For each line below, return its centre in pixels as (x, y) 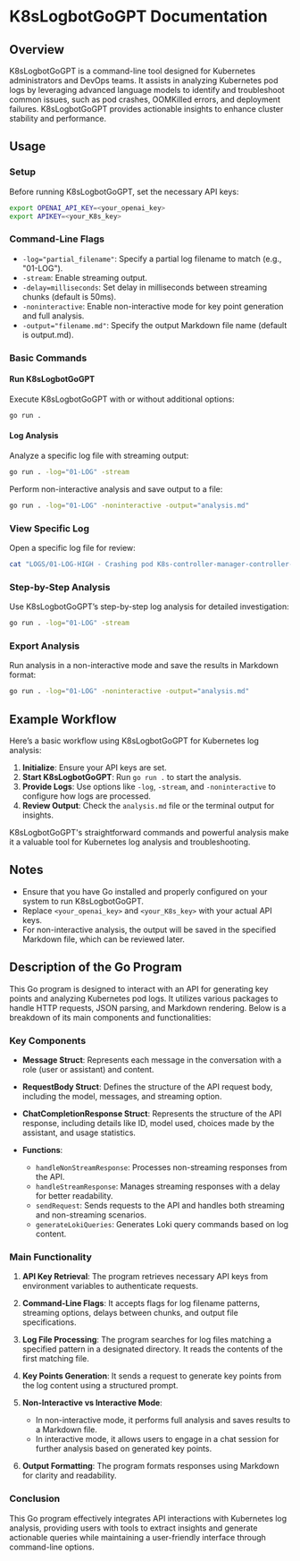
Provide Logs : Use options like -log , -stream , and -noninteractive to (149, 787)
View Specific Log (49, 528)
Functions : (42, 1150)
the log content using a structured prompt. (100, 1386)
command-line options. (52, 1547)
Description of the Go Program (96, 967)
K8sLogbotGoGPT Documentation (138, 17)
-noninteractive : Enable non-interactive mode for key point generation (153, 306)
